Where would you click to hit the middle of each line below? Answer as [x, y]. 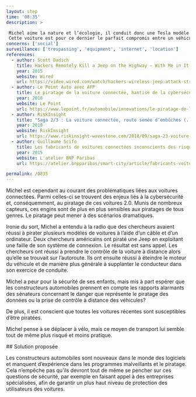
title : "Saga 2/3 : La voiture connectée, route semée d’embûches [99, 120]
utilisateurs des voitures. [36, 389]
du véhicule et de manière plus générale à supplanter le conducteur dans [94, 264]
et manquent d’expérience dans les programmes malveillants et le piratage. [96, 364]
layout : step [22, 11]
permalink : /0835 [27, 174]
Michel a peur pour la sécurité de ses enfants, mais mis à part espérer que [95, 282]
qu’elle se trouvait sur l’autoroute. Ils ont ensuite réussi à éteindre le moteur [96, 258]
